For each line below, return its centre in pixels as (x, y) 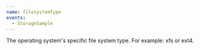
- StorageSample (32, 23)
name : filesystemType (34, 12)
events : (16, 18)
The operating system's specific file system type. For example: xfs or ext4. (100, 41)
